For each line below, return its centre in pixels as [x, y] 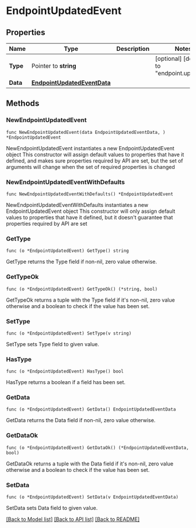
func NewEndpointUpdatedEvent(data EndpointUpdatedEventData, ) [86, 132]
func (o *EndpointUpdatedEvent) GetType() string [68, 251]
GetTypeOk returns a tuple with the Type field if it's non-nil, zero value [90, 300]
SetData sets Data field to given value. [52, 508]
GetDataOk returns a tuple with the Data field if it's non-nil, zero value [90, 464]
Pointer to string [54, 66]
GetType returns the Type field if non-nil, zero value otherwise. [82, 262]
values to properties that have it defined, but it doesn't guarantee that [90, 217]
